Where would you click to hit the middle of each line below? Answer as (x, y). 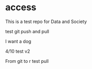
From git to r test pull (27, 61)
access (21, 7)
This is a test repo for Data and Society (46, 21)
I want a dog (18, 41)
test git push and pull (27, 31)
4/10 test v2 (18, 51)
